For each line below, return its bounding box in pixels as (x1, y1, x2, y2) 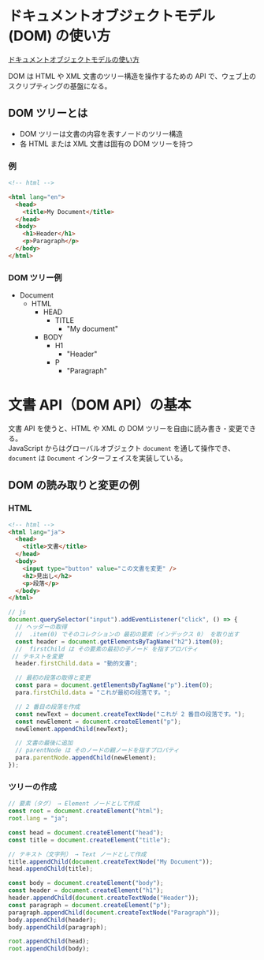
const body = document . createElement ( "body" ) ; (8, 879, 164, 887)
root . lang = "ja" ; (8, 815, 69, 823)
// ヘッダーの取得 (15, 623, 68, 632)
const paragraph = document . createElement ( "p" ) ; (8, 901, 171, 909)
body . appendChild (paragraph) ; (8, 923, 108, 932)
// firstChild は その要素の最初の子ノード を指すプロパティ (15, 645, 199, 653)
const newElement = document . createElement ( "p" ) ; (15, 718, 181, 726)
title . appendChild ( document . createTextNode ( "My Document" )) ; (8, 857, 214, 865)
